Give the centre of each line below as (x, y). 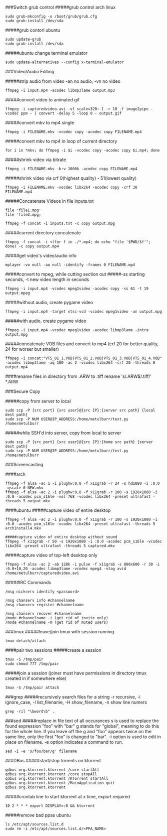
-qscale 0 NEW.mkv (24, 488)
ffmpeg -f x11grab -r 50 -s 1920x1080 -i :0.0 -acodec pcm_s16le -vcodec (84, 541)
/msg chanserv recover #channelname (43, 614)
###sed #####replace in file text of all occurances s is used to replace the (82, 721)
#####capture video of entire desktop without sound (61, 537)
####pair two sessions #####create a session (53, 650)
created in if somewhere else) (36, 678)
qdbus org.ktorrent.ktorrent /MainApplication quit (60, 783)
